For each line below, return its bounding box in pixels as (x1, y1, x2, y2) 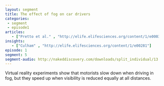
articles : (5, 30, 25, 34)
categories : (5, 16, 29, 21)
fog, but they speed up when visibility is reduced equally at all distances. (5, 75, 151, 81)
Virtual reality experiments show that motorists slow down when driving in (5, 70, 154, 76)
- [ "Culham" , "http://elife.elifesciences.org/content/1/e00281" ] (11, 43, 152, 48)
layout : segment (5, 7, 38, 12)
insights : (5, 39, 25, 44)
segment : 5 (5, 52, 27, 57)
